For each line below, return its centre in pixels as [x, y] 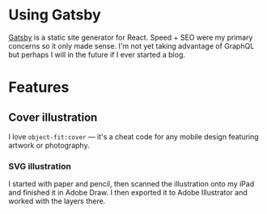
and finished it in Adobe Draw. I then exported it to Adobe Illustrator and [128, 193]
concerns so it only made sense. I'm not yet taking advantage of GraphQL [131, 45]
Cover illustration [53, 117]
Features [39, 88]
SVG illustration [40, 166]
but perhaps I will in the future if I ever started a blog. [97, 54]
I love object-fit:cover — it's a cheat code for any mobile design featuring [133, 136]
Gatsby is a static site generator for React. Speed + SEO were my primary [131, 37]
